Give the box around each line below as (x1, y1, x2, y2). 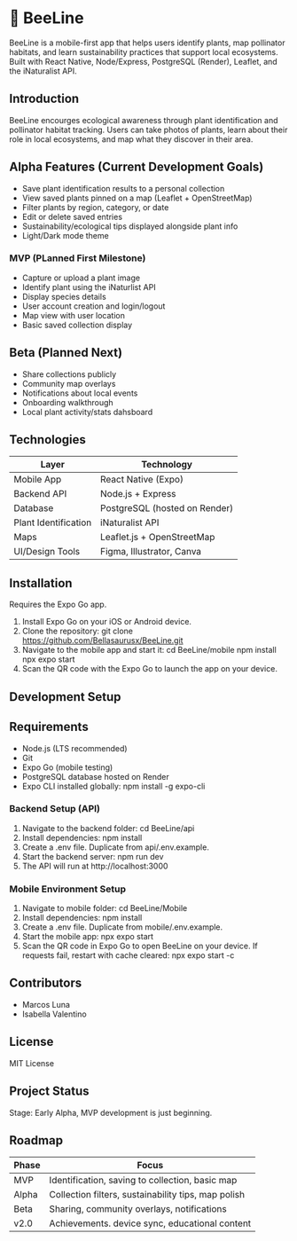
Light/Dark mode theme (21, 230, 109, 240)
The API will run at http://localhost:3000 (21, 860, 168, 871)
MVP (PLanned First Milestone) (9, 252, 146, 264)
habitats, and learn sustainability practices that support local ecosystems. (9, 46, 279, 57)
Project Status (9, 1084, 90, 1099)
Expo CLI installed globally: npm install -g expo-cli (21, 781, 206, 791)
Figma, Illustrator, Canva (100, 546, 202, 558)
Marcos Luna (21, 999, 71, 1009)
